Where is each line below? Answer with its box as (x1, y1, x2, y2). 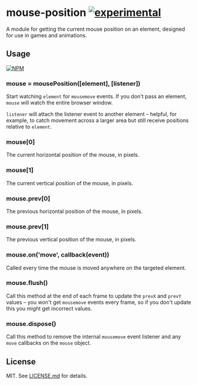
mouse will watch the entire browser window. (6, 99, 114, 106)
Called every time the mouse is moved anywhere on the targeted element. (6, 264, 186, 271)
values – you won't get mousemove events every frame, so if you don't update (6, 299, 191, 306)
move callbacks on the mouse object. (6, 339, 92, 347)
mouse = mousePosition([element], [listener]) (6, 79, 141, 88)
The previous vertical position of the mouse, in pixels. (6, 236, 137, 243)
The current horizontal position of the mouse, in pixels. (6, 151, 140, 158)
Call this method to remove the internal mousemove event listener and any (6, 333, 182, 340)
